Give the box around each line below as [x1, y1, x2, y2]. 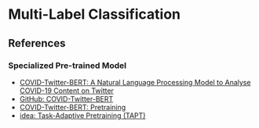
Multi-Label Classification [8, 5, 181, 23]
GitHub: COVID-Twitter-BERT [19, 94, 114, 103]
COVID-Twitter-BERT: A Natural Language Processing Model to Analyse [19, 77, 251, 87]
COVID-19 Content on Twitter [19, 86, 114, 95]
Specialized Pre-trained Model [8, 60, 127, 71]
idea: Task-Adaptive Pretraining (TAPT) [19, 111, 146, 120]
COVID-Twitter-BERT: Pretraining [19, 102, 126, 112]
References [8, 37, 66, 50]
